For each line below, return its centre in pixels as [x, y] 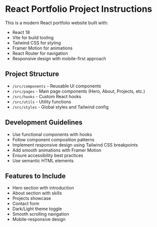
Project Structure [32, 74]
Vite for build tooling [33, 38]
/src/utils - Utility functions [42, 102]
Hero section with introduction [43, 188]
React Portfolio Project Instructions [79, 9]
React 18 [21, 32]
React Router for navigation [40, 53]
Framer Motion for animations [42, 48]
